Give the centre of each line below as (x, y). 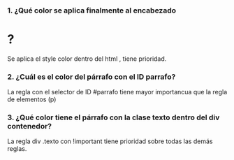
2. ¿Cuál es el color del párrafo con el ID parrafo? (92, 77)
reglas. (17, 149)
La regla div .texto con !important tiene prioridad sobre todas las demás (110, 141)
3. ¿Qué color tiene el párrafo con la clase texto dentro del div (114, 117)
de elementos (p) (32, 99)
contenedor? (30, 126)
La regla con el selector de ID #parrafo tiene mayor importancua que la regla (117, 92)
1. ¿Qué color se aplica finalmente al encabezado (92, 10)
